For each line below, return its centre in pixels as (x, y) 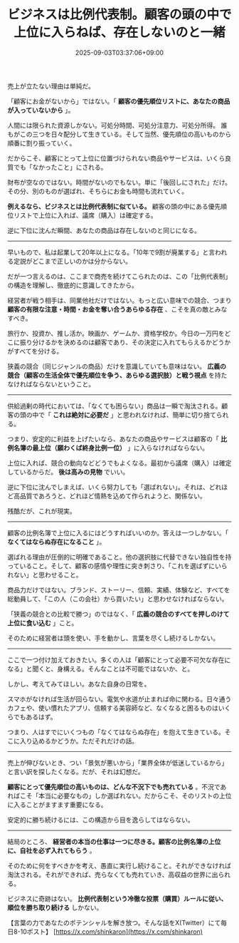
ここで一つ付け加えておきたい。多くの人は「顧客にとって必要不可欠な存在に (119, 659)
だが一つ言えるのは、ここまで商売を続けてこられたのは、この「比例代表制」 (119, 276)
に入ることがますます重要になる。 (57, 804)
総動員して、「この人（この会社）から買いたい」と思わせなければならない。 (118, 599)
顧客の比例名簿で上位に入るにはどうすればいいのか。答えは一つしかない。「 (118, 532)
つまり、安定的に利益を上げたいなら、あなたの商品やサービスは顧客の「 (113, 438)
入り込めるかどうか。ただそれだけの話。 (79, 741)
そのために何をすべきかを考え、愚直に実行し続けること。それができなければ (119, 865)
